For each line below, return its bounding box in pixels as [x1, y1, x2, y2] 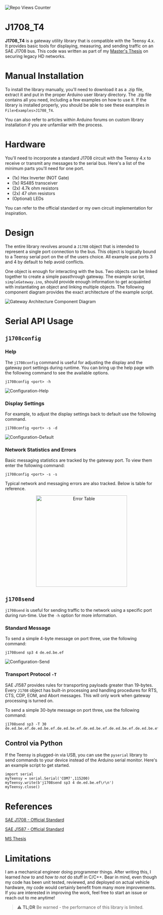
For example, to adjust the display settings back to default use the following [5, 411, 156, 417]
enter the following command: [5, 463, 65, 468]
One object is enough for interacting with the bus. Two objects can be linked [5, 268, 158, 274]
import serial [5, 772, 34, 777]
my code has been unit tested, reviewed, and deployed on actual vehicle [5, 879, 150, 885]
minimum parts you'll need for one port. [5, 165, 84, 171]
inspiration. [5, 210, 28, 216]
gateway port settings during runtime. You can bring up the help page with [5, 365, 154, 370]
